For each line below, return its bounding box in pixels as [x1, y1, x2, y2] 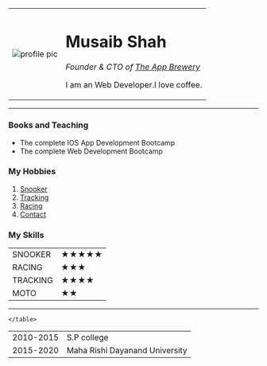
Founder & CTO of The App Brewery [65, 61, 200, 72]
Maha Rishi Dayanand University [66, 345, 188, 356]
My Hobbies [8, 166, 56, 177]
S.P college [66, 332, 109, 343]
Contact [19, 209, 46, 219]
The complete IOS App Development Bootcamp [19, 138, 176, 147]
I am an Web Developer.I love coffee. [65, 80, 203, 91]
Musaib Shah [65, 31, 167, 52]
